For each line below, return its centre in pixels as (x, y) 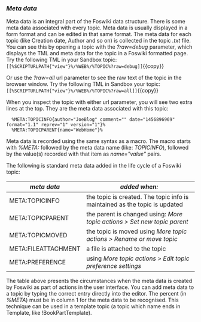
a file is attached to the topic (126, 249)
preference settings (114, 266)
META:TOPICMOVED (38, 235)
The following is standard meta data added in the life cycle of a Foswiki (94, 166)
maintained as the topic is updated (135, 204)
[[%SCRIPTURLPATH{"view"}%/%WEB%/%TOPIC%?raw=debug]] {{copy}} (85, 66)
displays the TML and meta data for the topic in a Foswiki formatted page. (97, 53)
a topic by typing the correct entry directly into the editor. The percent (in (96, 294)
